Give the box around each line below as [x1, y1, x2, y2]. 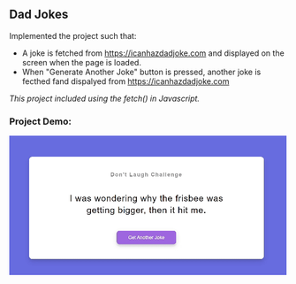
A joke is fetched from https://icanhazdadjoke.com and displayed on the [21, 48, 285, 58]
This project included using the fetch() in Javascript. [9, 93, 201, 104]
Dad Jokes [9, 7, 69, 22]
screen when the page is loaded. [21, 57, 141, 67]
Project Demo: [9, 115, 72, 127]
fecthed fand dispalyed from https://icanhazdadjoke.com [21, 75, 230, 87]
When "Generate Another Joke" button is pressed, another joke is [21, 66, 262, 77]
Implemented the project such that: [9, 30, 137, 41]
